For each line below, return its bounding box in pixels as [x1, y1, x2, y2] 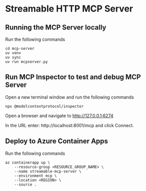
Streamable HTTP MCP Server [5, 3, 133, 15]
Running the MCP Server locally [5, 23, 106, 32]
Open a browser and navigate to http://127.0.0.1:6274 [5, 113, 113, 119]
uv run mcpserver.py [5, 59, 48, 64]
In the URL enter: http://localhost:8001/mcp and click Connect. [5, 122, 134, 128]
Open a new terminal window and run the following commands [5, 94, 134, 100]
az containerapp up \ [5, 160, 50, 165]
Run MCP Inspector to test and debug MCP [5, 73, 141, 81]
